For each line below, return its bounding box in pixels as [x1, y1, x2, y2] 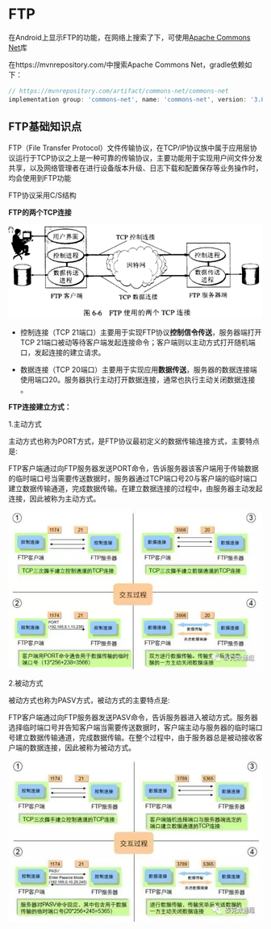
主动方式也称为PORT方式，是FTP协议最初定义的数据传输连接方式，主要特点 [8, 436, 260, 446]
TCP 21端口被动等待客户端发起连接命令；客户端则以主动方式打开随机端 [19, 338, 256, 348]
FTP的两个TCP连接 [8, 207, 72, 217]
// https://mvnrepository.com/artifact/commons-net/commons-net [8, 86, 229, 95]
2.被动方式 [8, 678, 44, 688]
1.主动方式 [8, 419, 42, 429]
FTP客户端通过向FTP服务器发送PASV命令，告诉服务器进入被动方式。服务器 [8, 713, 258, 723]
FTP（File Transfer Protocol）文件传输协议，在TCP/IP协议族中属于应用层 [8, 143, 251, 152]
